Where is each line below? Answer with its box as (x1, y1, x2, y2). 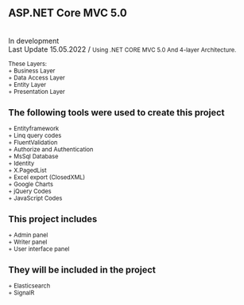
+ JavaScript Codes (8, 194, 63, 202)
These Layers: (8, 60, 48, 68)
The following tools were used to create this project (8, 107, 225, 119)
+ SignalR (8, 288, 35, 297)
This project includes (8, 213, 98, 225)
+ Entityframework (8, 124, 60, 132)
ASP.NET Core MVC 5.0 (8, 6, 127, 20)
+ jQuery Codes (8, 187, 52, 195)
